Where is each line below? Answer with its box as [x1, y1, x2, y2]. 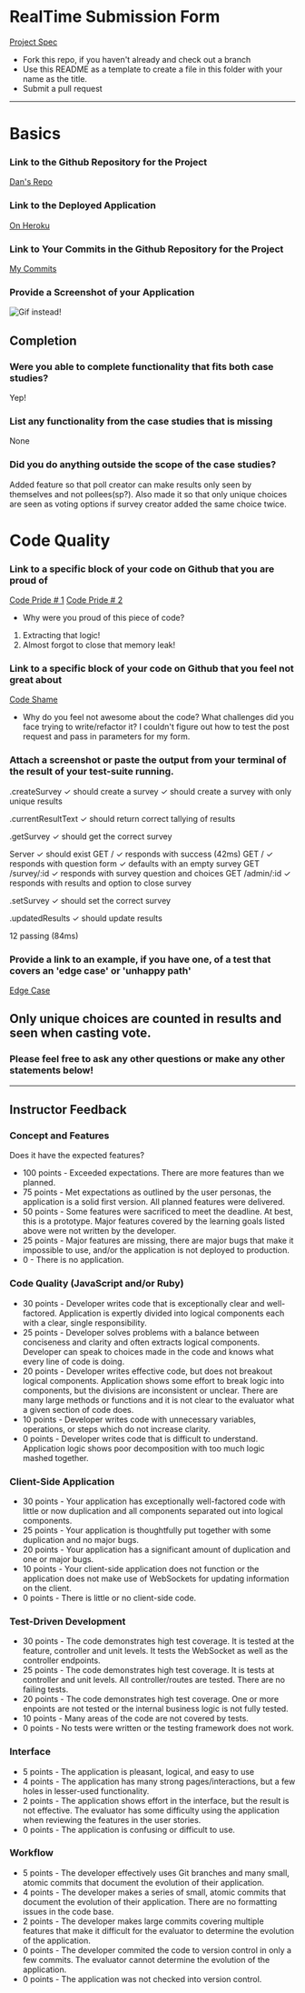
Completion [9, 333, 77, 348]
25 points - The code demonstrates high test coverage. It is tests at [22, 1665, 275, 1676]
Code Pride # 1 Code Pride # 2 [9, 595, 123, 606]
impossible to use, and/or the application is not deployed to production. [22, 1245, 290, 1256]
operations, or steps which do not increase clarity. [22, 1423, 211, 1434]
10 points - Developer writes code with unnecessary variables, [22, 1414, 257, 1425]
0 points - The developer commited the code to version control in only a [22, 1944, 292, 1956]
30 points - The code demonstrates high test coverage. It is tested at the [22, 1636, 295, 1647]
